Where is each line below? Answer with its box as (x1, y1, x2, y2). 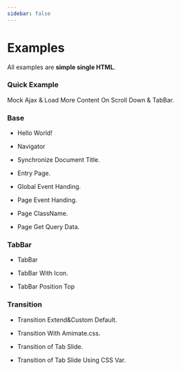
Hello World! (17, 129, 53, 137)
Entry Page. (17, 169, 50, 177)
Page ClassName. (17, 209, 68, 218)
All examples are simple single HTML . (7, 63, 116, 71)
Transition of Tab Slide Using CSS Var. (17, 356, 126, 364)
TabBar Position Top (17, 282, 75, 291)
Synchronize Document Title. (17, 156, 100, 164)
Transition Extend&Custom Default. (17, 316, 117, 324)
